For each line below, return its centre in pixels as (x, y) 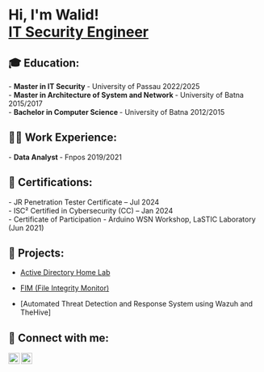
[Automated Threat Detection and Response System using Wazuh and (136, 304)
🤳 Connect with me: (59, 338)
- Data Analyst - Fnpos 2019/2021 (65, 157)
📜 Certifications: (50, 182)
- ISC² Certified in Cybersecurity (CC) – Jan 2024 (91, 210)
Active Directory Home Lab (65, 273)
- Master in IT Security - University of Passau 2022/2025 (104, 86)
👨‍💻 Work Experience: (63, 138)
